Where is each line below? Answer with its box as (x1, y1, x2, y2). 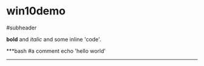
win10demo (6, 4, 66, 18)
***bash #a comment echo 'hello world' (6, 47, 106, 55)
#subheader (6, 24, 37, 31)
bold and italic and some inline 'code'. (6, 35, 101, 43)
